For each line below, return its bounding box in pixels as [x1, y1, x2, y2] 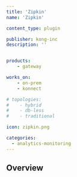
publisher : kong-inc [6, 36, 58, 42]
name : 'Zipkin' [6, 14, 45, 20]
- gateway [17, 64, 42, 70]
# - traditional [6, 113, 55, 119]
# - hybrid [6, 102, 42, 108]
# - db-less [6, 108, 45, 114]
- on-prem [17, 79, 42, 86]
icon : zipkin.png [6, 124, 50, 130]
